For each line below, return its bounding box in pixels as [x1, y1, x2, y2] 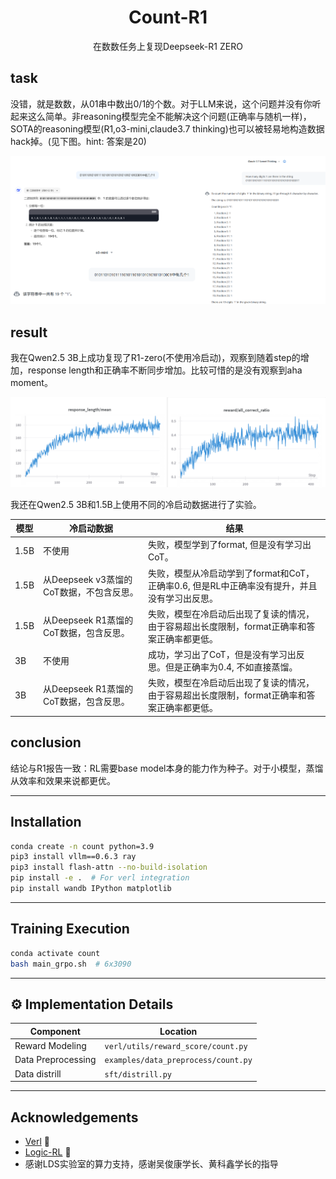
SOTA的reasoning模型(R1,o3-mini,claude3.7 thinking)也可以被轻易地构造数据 [10, 122, 325, 135]
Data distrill [14, 1067, 62, 1080]
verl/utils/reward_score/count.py [104, 1042, 248, 1052]
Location [159, 1025, 198, 1037]
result [10, 324, 48, 341]
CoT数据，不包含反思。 [43, 586, 139, 598]
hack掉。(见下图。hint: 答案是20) [10, 135, 147, 147]
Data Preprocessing [14, 1054, 97, 1066]
